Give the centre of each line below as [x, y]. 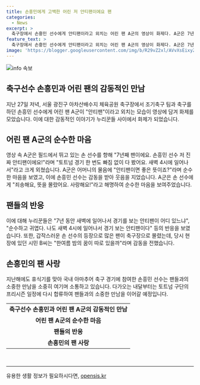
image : [14, 51]
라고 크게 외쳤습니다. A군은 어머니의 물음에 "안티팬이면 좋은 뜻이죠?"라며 [98, 170]
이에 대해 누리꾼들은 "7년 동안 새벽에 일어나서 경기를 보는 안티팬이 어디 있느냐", [98, 221]
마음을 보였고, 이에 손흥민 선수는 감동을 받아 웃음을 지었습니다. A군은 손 [95, 177]
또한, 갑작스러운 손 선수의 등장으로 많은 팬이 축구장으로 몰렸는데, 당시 [104, 236]
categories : [21, 17]
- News [20, 23]
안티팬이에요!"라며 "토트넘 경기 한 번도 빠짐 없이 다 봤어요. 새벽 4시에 [92, 162]
